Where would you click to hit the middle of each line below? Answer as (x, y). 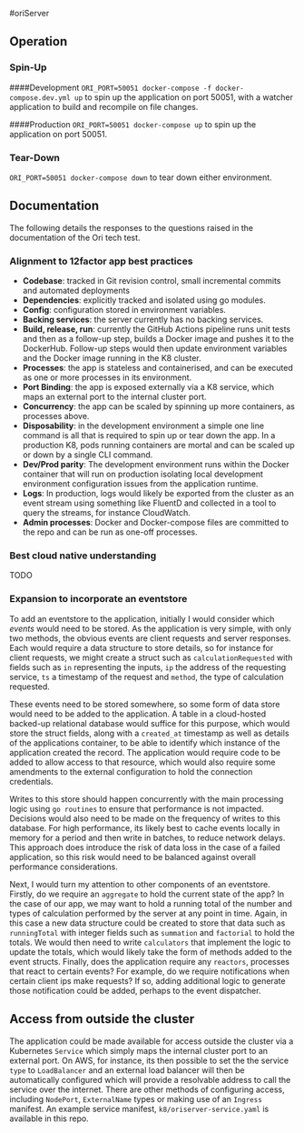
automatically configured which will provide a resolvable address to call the (150, 1079)
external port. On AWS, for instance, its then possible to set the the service (149, 1060)
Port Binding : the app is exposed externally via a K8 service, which (148, 387)
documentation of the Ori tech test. (75, 237)
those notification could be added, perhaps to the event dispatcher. (135, 990)
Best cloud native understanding (83, 556)
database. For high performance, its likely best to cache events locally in (145, 827)
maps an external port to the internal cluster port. (114, 397)
